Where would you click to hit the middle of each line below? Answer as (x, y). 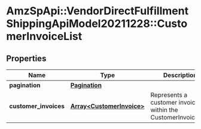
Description (180, 75)
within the (164, 110)
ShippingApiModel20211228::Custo (97, 24)
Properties (26, 58)
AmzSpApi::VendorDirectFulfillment (98, 11)
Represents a (169, 95)
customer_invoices (37, 106)
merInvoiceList (44, 36)
